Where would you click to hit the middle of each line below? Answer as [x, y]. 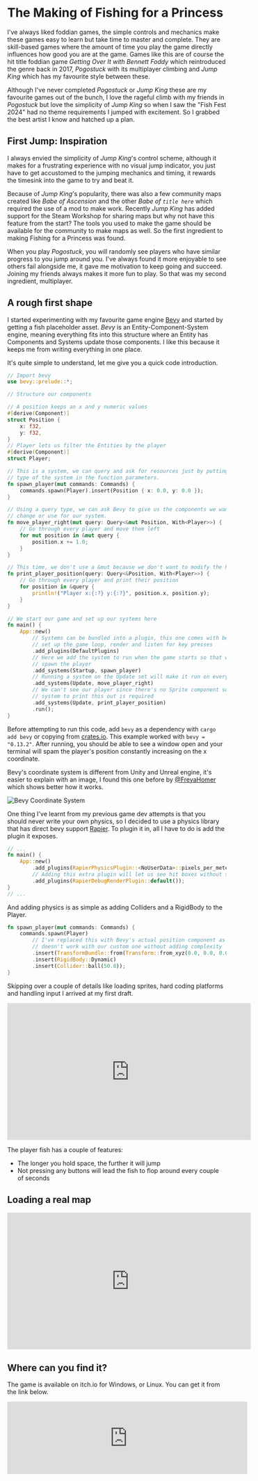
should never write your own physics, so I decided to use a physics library [113, 821]
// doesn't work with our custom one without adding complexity [127, 947]
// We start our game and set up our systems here [82, 619]
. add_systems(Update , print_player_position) [99, 703]
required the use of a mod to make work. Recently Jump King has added [111, 208]
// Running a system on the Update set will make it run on [121, 677]
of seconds [33, 1178]
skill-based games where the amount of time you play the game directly [110, 47]
